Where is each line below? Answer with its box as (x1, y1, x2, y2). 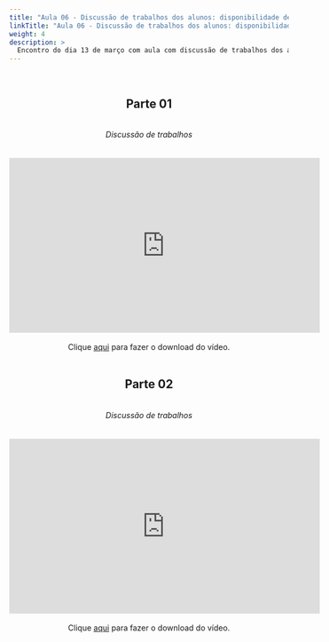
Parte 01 (125, 96, 173, 111)
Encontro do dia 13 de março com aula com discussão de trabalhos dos (17, 46, 284, 55)
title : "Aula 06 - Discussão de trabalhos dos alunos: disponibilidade (9, 12, 279, 22)
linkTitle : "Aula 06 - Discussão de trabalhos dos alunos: (9, 21, 232, 30)
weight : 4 (9, 29, 46, 38)
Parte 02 (124, 376, 174, 392)
